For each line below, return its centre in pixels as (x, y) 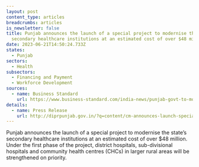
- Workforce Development (42, 83)
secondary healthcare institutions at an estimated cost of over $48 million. (97, 139)
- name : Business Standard (45, 94)
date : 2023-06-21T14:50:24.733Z (46, 45)
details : (17, 105)
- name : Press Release (39, 110)
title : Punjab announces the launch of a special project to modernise (96, 34)
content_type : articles (36, 17)
